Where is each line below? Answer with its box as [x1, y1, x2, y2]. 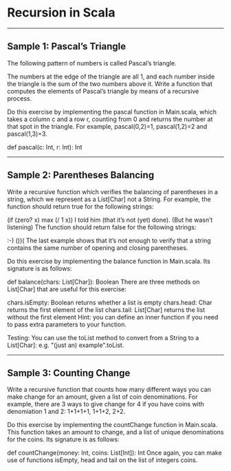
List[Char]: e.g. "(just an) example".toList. [7, 341, 124, 349]
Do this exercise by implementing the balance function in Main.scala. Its [7, 257, 211, 265]
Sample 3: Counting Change [7, 367, 131, 379]
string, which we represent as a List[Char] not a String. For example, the [7, 195, 211, 203]
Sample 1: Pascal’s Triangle [7, 41, 126, 52]
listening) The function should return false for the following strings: [7, 222, 197, 231]
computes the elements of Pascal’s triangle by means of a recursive [7, 87, 199, 95]
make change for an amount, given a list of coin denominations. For [7, 392, 198, 401]
